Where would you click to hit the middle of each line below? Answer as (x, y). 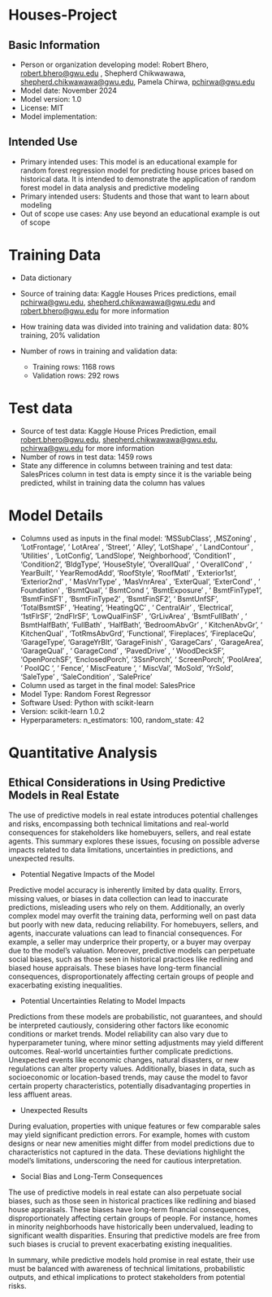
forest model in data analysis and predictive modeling (110, 187)
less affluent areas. (41, 1094)
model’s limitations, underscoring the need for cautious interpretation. (125, 1160)
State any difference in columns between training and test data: (126, 465)
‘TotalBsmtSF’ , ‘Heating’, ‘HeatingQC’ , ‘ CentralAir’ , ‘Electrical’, (127, 607)
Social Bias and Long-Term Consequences (91, 1176)
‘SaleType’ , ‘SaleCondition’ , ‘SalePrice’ (86, 677)
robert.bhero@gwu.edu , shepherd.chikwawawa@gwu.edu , (119, 439)
